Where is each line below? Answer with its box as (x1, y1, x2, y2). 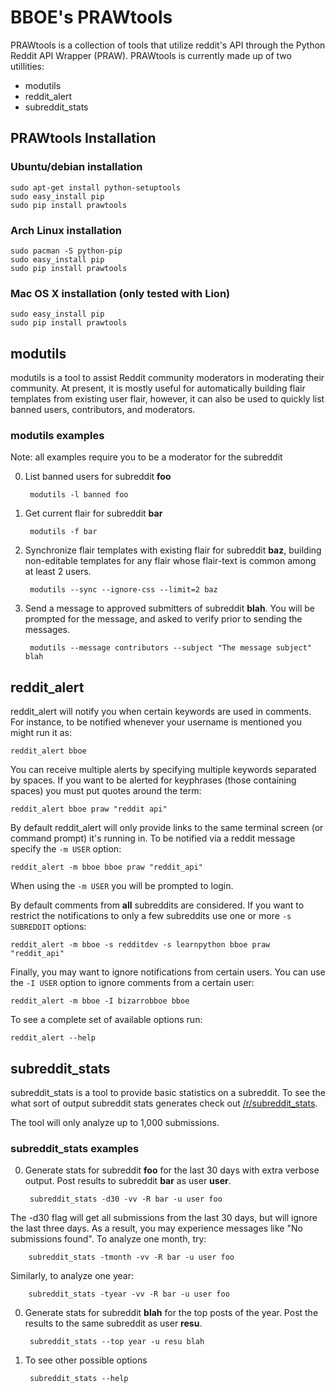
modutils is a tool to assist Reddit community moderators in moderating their (10, 372, 325, 384)
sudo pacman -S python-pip (10, 246, 123, 256)
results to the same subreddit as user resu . (24, 1317, 203, 1330)
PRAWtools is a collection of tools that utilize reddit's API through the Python (10, 39, 326, 51)
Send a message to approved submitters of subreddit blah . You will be (24, 602, 315, 615)
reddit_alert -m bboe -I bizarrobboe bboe (10, 996, 190, 1006)
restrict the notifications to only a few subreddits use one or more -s (10, 910, 292, 922)
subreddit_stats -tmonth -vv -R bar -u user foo (28, 1252, 235, 1263)
